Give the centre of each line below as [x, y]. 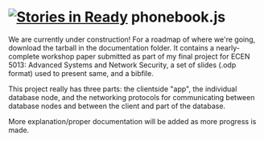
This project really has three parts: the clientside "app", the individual [123, 89]
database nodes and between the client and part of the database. [117, 106]
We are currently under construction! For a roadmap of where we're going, [132, 39]
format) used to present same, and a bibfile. [81, 73]
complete [24, 56]
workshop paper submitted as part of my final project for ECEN [146, 56]
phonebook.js [178, 17]
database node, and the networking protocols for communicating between [132, 97]
